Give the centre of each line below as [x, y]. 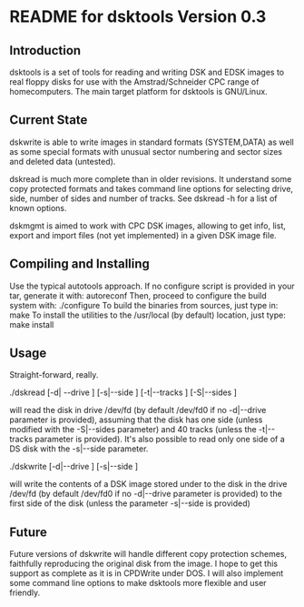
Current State [49, 120]
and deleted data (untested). [63, 161]
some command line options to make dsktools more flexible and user [138, 583]
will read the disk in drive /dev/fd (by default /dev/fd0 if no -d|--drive [138, 410]
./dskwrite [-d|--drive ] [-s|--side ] [74, 467]
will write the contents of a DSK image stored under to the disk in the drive [148, 484]
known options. [38, 207]
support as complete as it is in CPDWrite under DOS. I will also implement [147, 573]
